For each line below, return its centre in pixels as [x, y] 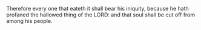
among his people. [29, 21]
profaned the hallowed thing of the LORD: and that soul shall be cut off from [101, 15]
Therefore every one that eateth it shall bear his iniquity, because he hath [97, 9]
